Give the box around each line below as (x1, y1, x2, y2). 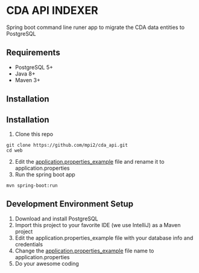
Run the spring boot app (14, 170, 75, 178)
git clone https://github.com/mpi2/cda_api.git (6, 142, 128, 148)
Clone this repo (14, 130, 53, 138)
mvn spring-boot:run (6, 182, 58, 188)
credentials (14, 240, 43, 248)
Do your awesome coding (14, 260, 80, 267)
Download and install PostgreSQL (14, 215, 98, 222)
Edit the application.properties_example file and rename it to (14, 158, 165, 165)
